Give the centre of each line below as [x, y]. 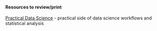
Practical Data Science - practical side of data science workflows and [79, 18]
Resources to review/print [33, 7]
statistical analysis [25, 23]
